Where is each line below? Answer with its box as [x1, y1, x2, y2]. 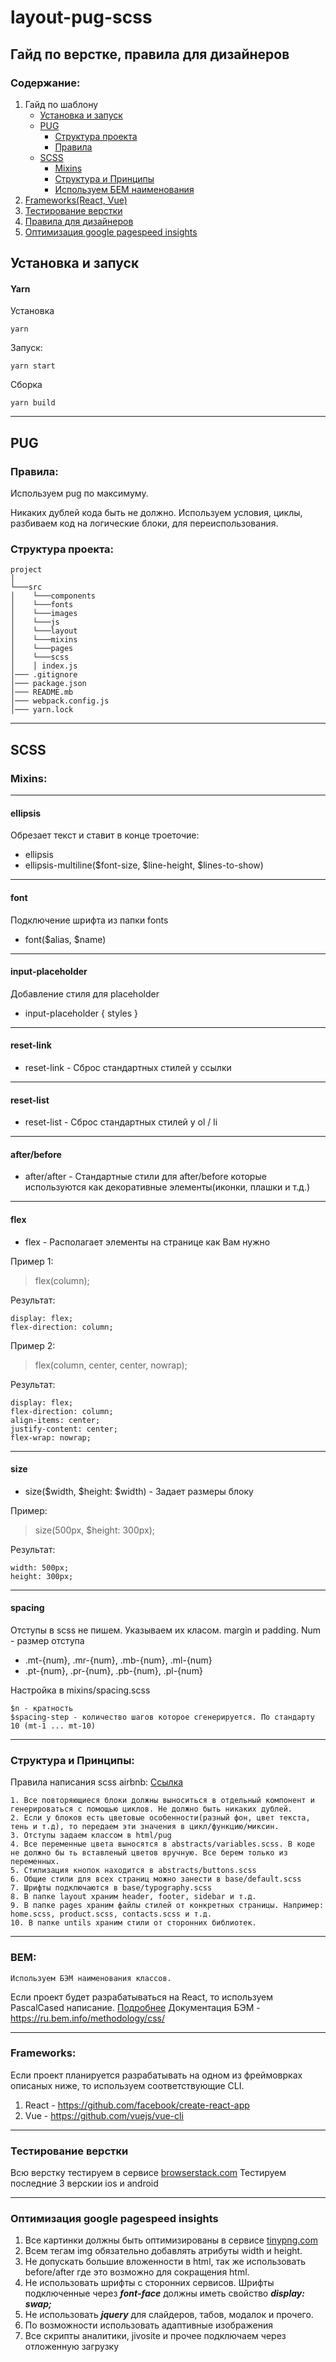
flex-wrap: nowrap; [10, 1432, 92, 1443]
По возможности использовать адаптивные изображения [24, 2319, 273, 2331]
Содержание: [10, 76, 81, 90]
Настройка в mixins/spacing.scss [10, 1684, 151, 1696]
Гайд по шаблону [24, 98, 99, 110]
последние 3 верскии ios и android [10, 2177, 159, 2190]
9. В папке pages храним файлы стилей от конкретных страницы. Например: [10, 1901, 325, 1911]
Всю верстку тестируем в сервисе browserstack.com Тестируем [10, 2167, 287, 2179]
